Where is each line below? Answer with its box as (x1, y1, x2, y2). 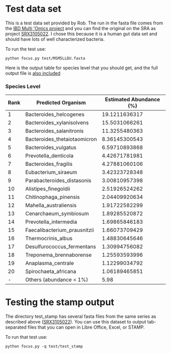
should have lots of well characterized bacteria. (5, 36, 105, 42)
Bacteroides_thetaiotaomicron (25, 136, 97, 143)
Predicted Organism (36, 99, 86, 106)
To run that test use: (5, 334, 47, 340)
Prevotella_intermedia (25, 218, 77, 225)
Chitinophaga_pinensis (25, 194, 80, 201)
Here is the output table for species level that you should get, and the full (5, 65, 158, 71)
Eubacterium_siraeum (25, 169, 77, 176)
